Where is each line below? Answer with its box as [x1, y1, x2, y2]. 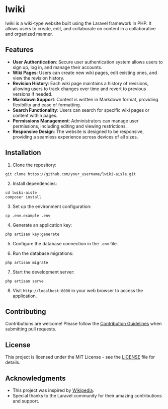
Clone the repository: [12, 162, 57, 168]
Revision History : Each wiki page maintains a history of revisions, [12, 80, 149, 86]
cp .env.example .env [5, 213, 51, 218]
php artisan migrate [5, 260, 49, 265]
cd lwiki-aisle [5, 190, 37, 195]
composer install [5, 194, 42, 199]
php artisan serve [5, 279, 44, 284]
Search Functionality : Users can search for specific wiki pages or [12, 107, 150, 113]
